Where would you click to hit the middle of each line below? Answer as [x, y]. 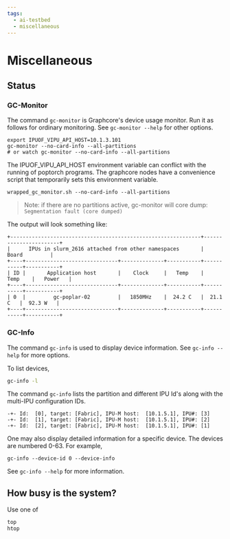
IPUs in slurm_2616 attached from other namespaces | [116, 249]
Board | [30, 255]
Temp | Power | [39, 279]
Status [22, 86]
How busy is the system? [62, 493]
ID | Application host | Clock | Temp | [109, 273]
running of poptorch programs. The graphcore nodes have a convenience [111, 172]
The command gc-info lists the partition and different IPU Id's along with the [115, 394]
